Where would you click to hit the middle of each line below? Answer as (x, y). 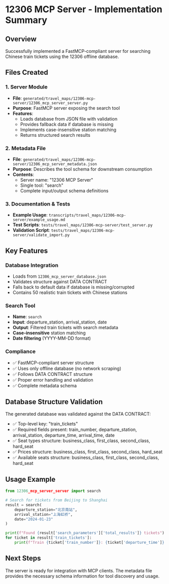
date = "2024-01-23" (34, 519)
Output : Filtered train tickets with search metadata (65, 328)
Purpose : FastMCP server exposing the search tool (66, 108)
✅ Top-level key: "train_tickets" (45, 424)
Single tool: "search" (42, 185)
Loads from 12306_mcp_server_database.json (59, 276)
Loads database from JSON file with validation (69, 119)
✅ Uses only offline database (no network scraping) (67, 368)
